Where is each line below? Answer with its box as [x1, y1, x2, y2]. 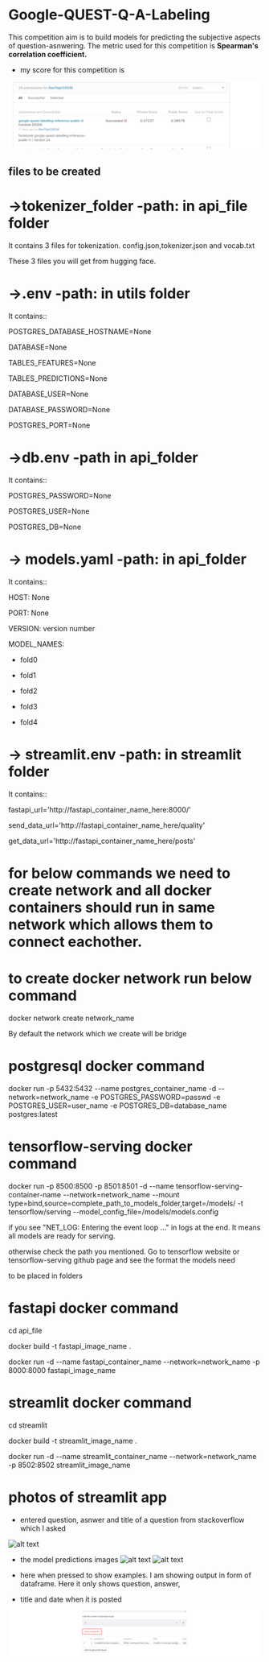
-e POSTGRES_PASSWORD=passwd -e [91, 1092, 221, 1102]
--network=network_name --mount [63, 1189, 180, 1199]
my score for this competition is [19, 64, 125, 74]
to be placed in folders [8, 1271, 83, 1280]
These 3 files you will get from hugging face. [8, 256, 157, 267]
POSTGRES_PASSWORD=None [8, 491, 112, 500]
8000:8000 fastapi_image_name [8, 1365, 116, 1375]
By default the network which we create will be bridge [8, 1029, 187, 1038]
